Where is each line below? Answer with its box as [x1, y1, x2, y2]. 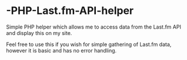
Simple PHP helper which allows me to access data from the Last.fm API [6, 23, 181, 30]
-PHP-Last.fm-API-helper [6, 4, 134, 17]
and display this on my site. [6, 29, 72, 36]
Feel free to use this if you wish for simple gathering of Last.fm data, [6, 41, 172, 48]
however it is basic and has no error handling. [6, 47, 117, 54]
